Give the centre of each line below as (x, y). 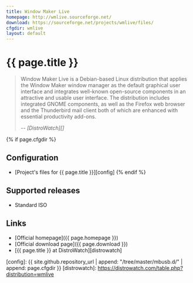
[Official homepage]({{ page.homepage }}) (66, 238)
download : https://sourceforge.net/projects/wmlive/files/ (80, 22)
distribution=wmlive (30, 274)
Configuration (32, 158)
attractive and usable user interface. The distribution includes (95, 98)
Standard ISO (31, 205)
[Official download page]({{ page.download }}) (71, 244)
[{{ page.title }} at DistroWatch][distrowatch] (68, 250)
